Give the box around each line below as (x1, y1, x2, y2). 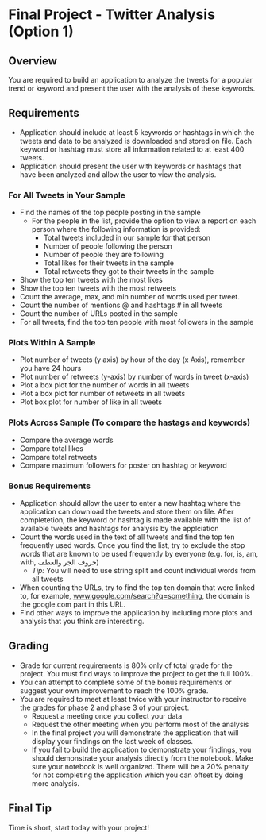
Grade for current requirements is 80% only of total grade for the (19, 661, 233, 670)
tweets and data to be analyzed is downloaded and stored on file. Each (19, 136, 253, 145)
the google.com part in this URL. (19, 599, 126, 609)
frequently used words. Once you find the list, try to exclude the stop (19, 541, 245, 549)
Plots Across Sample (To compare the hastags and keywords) (8, 417, 251, 428)
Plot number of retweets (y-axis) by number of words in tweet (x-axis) (19, 372, 249, 382)
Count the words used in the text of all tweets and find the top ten (19, 532, 235, 541)
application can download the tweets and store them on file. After (19, 507, 234, 516)
